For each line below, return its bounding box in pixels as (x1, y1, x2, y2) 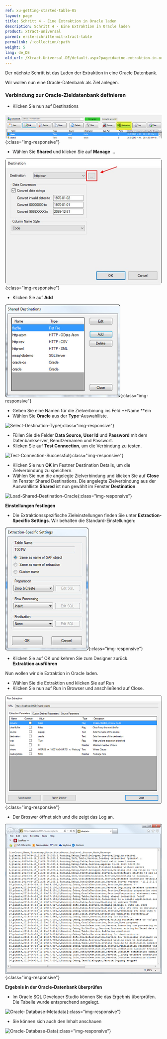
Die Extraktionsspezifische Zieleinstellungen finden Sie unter (12, 513, 137, 519)
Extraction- (138, 513, 162, 519)
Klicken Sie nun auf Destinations (12, 103, 79, 109)
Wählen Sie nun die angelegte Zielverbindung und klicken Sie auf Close (12, 473, 159, 479)
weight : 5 (5, 45, 26, 50)
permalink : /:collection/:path (5, 40, 70, 45)
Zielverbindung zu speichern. (12, 468, 73, 474)
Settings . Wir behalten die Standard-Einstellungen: (31, 518, 136, 523)
